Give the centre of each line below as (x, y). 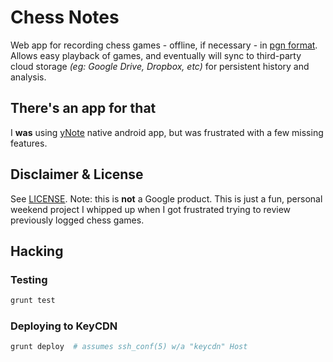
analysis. (28, 77)
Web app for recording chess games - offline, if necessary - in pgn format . (164, 45)
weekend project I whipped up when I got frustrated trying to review (151, 209)
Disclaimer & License (77, 174)
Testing (29, 279)
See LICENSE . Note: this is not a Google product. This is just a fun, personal (166, 198)
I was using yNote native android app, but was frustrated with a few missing (167, 132)
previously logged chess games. (77, 220)
